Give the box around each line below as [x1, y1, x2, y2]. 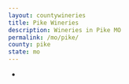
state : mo [8, 48, 41, 56]
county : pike [8, 41, 51, 49]
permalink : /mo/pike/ [8, 33, 79, 42]
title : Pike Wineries [8, 19, 79, 27]
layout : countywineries [8, 11, 87, 20]
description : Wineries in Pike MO [8, 26, 122, 34]
